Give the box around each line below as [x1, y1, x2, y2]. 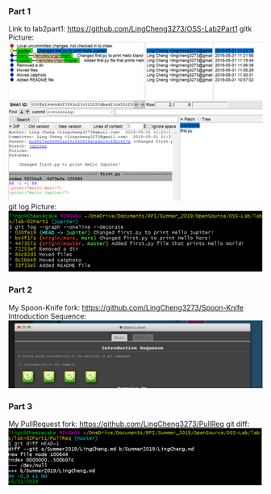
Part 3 [8, 400, 33, 412]
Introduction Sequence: [8, 311, 87, 321]
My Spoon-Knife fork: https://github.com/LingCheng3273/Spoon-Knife [8, 302, 244, 312]
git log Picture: [8, 202, 57, 212]
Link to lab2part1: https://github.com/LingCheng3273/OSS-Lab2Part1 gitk [8, 24, 252, 34]
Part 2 [8, 285, 33, 296]
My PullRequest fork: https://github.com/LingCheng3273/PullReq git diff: [8, 419, 250, 429]
